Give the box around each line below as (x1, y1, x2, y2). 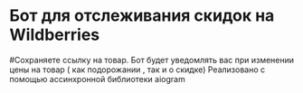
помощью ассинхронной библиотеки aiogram (9, 73, 185, 84)
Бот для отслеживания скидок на (9, 5, 275, 26)
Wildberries (9, 24, 100, 45)
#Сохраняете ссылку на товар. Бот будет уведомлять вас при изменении (9, 54, 295, 65)
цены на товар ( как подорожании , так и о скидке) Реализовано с (9, 64, 266, 75)
